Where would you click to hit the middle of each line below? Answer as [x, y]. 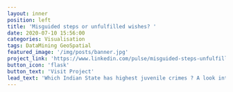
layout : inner [28, 13]
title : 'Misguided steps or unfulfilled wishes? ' [82, 26]
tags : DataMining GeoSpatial [49, 46]
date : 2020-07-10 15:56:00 [46, 33]
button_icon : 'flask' [38, 65]
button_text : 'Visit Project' [51, 71]
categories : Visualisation [46, 39]
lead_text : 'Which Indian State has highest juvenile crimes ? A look [111, 78]
